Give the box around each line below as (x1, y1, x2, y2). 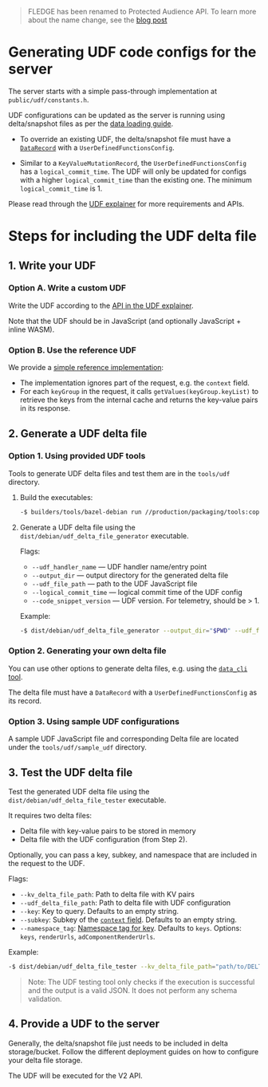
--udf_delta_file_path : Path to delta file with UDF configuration (19, 897, 231, 908)
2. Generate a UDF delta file (8, 427, 148, 440)
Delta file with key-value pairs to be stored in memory (19, 825, 197, 836)
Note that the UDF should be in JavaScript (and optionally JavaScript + (8, 316, 242, 325)
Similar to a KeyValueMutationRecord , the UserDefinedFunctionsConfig (19, 158, 247, 167)
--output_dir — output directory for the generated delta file (31, 570, 229, 580)
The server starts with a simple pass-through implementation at (8, 86, 218, 96)
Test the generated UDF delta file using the (8, 786, 150, 796)
